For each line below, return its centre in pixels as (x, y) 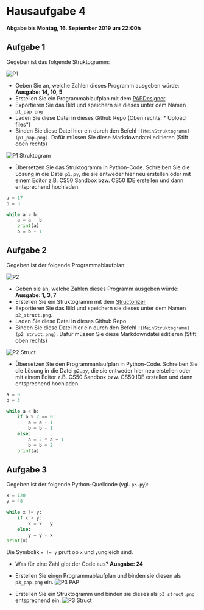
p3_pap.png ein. (34, 582)
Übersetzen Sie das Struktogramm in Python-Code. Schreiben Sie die (102, 167)
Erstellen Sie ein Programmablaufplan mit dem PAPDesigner (90, 98)
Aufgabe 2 (27, 251)
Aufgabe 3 (27, 470)
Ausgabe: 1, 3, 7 (36, 295)
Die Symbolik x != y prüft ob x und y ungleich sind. (70, 552)
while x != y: (24, 513)
